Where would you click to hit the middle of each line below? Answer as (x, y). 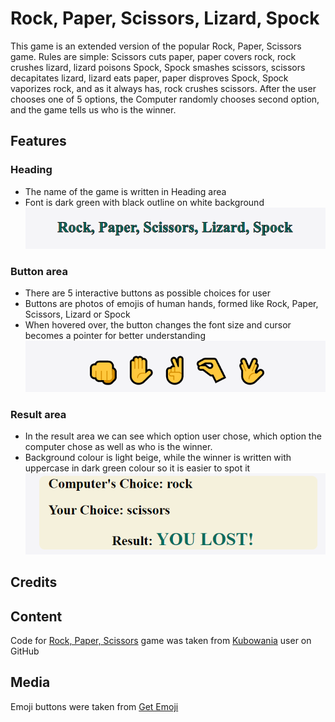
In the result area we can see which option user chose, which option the (173, 436)
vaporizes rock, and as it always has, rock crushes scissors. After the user (163, 88)
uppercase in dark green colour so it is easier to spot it (137, 468)
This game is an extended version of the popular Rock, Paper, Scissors (156, 46)
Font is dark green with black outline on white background (144, 202)
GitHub (25, 651)
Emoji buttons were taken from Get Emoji (94, 706)
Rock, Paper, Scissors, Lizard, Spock (165, 18)
